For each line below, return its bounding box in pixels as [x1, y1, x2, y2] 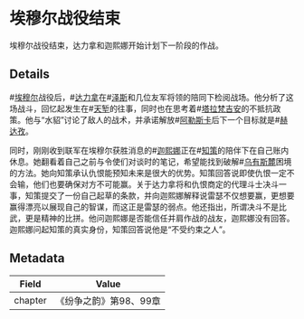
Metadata [9, 250, 65, 267]
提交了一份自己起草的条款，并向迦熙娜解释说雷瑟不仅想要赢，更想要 [40, 190, 295, 201]
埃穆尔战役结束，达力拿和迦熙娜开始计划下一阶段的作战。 [9, 40, 223, 51]
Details [9, 67, 50, 82]
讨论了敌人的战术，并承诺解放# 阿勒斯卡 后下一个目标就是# [63, 114, 280, 125]
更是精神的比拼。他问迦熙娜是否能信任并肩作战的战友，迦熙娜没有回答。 [24, 212, 295, 223]
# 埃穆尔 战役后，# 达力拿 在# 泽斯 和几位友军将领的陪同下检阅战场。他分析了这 [9, 91, 294, 102]
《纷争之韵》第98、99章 [55, 295, 161, 307]
